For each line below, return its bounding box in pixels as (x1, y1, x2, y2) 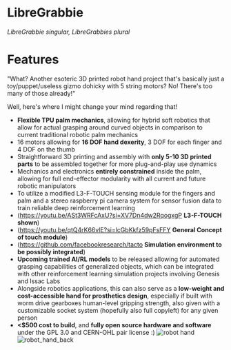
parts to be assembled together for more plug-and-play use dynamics (17, 160, 217, 168)
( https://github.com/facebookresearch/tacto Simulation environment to (17, 240, 222, 249)
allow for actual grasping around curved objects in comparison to (17, 123, 203, 132)
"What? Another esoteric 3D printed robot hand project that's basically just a (7, 74, 225, 83)
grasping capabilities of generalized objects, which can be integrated (17, 262, 214, 270)
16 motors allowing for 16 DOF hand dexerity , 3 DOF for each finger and (17, 138, 222, 146)
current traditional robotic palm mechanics (17, 130, 139, 138)
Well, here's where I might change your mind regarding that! (7, 102, 178, 111)
